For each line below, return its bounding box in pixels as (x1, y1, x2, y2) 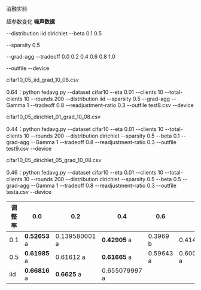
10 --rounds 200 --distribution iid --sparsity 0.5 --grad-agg (23, 95, 170, 102)
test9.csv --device (6, 145, 52, 152)
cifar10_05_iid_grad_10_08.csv (6, 77, 80, 83)
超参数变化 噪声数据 (6, 18, 55, 25)
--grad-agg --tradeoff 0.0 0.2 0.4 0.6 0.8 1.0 (6, 53, 115, 60)
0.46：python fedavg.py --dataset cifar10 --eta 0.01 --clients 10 (6, 169, 163, 176)
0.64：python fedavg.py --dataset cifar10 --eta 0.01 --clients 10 (6, 88, 163, 96)
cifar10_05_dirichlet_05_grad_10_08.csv (6, 157, 102, 163)
